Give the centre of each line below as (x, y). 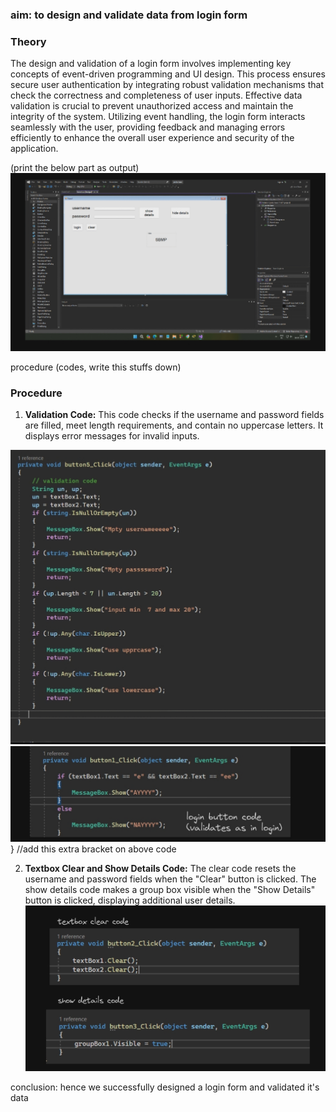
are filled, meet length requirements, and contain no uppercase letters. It (174, 425)
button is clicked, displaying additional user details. (130, 900)
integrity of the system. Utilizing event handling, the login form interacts (158, 117)
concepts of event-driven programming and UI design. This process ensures (168, 74)
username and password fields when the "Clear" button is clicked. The (170, 879)
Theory (28, 41)
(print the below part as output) (75, 168)
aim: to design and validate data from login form (129, 15)
